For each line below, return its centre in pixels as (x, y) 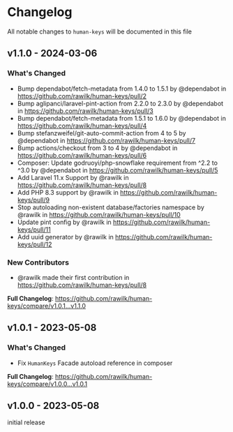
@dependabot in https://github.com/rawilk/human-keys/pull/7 (106, 140)
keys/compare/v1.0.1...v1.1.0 (46, 306)
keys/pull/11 (34, 229)
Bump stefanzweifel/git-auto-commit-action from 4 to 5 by (102, 133)
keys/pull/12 (35, 244)
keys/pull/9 (33, 200)
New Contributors (38, 262)
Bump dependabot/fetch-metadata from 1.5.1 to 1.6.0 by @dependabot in (122, 118)
